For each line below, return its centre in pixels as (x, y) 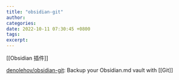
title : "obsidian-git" (35, 12)
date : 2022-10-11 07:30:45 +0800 (48, 29)
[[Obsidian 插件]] (27, 58)
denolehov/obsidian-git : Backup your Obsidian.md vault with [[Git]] (90, 70)
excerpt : (17, 40)
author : (16, 18)
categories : (21, 23)
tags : (13, 35)
